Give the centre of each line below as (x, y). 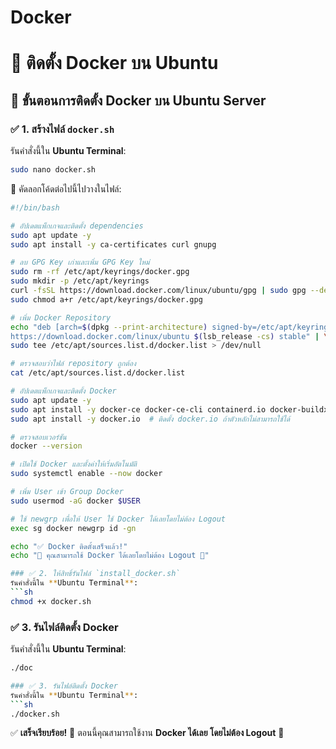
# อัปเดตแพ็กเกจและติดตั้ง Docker (63, 391)
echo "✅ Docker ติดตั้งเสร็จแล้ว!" (69, 546)
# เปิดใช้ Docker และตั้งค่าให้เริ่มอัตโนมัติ (74, 464)
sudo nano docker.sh (53, 170)
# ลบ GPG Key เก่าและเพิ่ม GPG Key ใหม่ (80, 262)
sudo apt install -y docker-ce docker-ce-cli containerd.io (138, 409)
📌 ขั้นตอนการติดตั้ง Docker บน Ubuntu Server (138, 100)
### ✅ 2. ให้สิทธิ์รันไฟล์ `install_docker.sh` (95, 574)
